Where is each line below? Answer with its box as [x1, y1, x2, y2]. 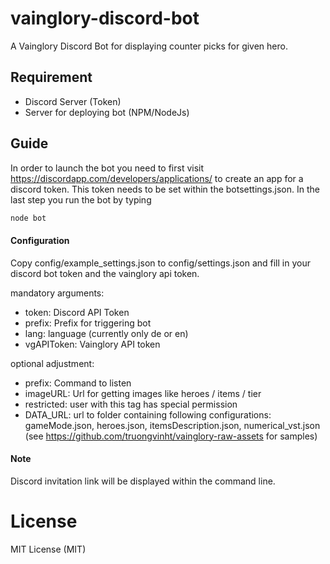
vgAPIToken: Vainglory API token [24, 338, 161, 350]
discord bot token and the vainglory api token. [10, 267, 200, 279]
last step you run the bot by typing [10, 193, 152, 206]
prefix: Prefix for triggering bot [24, 317, 152, 329]
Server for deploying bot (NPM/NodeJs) [24, 106, 190, 118]
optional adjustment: [10, 357, 95, 369]
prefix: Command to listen [24, 377, 132, 389]
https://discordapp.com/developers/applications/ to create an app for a [10, 172, 304, 184]
